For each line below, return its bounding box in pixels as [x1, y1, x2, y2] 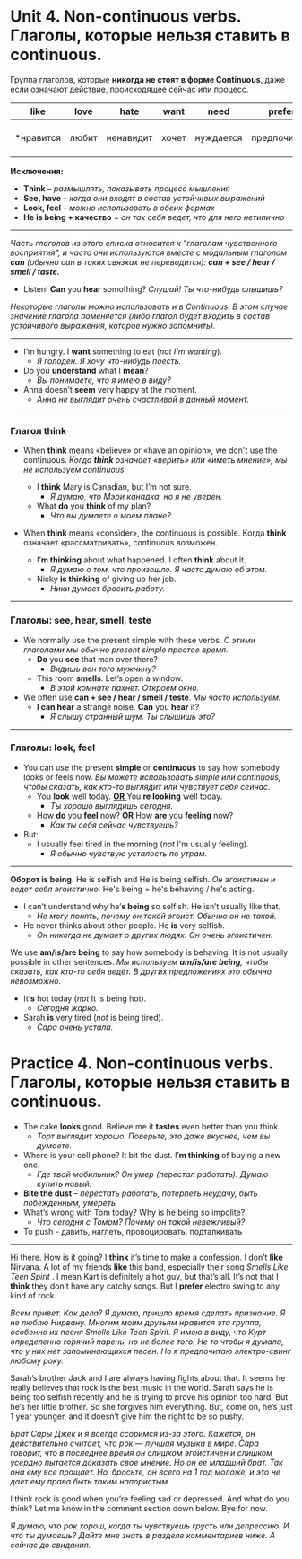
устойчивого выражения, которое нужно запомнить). [10, 320, 216, 331]
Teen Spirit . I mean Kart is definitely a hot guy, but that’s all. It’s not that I [10, 1271, 279, 1281]
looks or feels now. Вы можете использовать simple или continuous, [22, 771, 281, 783]
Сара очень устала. [36, 1022, 114, 1032]
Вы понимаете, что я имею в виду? [36, 375, 171, 385]
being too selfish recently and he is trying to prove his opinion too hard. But [10, 1391, 289, 1403]
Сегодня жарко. [36, 1002, 99, 1013]
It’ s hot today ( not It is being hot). [22, 993, 147, 1004]
